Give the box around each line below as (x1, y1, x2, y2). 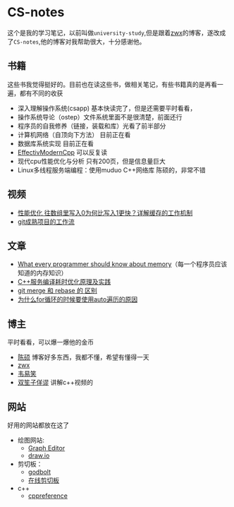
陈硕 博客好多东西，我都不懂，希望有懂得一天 (17, 353, 149, 362)
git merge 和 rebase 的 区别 (17, 287, 97, 295)
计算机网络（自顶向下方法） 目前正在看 (17, 130, 131, 138)
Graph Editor (27, 444, 66, 452)
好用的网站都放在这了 (7, 421, 69, 429)
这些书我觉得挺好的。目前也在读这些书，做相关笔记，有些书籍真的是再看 (7, 80, 217, 88)
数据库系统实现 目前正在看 (17, 139, 94, 148)
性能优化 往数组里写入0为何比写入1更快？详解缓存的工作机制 (17, 208, 193, 217)
